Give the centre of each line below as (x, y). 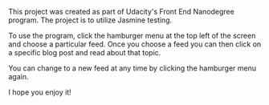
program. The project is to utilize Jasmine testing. (90, 20)
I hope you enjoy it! (40, 92)
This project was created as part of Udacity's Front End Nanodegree (121, 12)
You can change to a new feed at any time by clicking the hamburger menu (132, 68)
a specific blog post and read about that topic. (85, 52)
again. (19, 77)
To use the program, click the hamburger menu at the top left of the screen (132, 36)
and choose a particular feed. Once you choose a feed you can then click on (135, 44)
